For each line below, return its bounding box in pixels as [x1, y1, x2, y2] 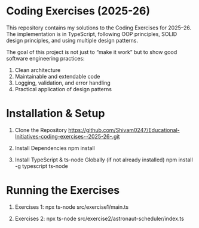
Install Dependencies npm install [14, 144, 95, 151]
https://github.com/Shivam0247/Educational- [68, 126, 180, 133]
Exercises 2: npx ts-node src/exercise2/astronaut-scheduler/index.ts [14, 215, 184, 222]
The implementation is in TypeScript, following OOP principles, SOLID [6, 30, 177, 37]
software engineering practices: [6, 55, 85, 62]
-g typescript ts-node [14, 162, 69, 169]
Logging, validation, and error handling [14, 79, 111, 86]
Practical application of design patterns [14, 85, 112, 92]
